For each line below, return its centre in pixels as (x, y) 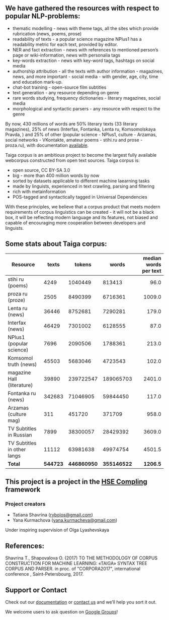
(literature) (20, 385)
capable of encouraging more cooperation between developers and (75, 223)
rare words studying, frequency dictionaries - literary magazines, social (87, 98)
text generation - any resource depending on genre (66, 92)
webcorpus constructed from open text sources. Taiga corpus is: (72, 160)
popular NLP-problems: (43, 16)
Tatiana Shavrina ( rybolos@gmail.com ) (53, 515)
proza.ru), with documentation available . (47, 145)
